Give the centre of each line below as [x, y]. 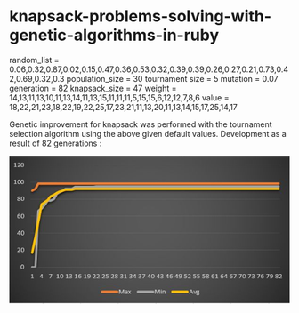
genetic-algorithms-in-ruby [114, 35]
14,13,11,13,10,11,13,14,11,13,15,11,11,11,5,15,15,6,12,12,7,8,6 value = [119, 97]
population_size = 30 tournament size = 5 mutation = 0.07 [172, 78]
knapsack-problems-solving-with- [141, 16]
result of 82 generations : [56, 143]
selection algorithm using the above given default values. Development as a [148, 133]
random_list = [34, 60]
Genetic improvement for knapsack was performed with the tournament [141, 124]
